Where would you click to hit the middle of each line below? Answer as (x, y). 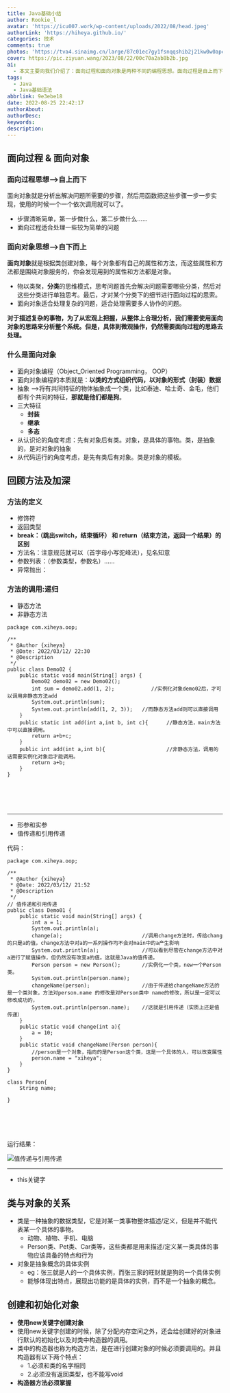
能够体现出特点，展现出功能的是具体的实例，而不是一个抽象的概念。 (123, 1281)
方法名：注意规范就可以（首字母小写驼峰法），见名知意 (93, 553)
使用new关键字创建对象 (50, 1323)
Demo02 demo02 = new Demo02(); (76, 681)
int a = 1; (47, 922)
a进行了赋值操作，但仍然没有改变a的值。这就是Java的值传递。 (83, 957)
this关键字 (31, 1179)
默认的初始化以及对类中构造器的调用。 (77, 1340)
